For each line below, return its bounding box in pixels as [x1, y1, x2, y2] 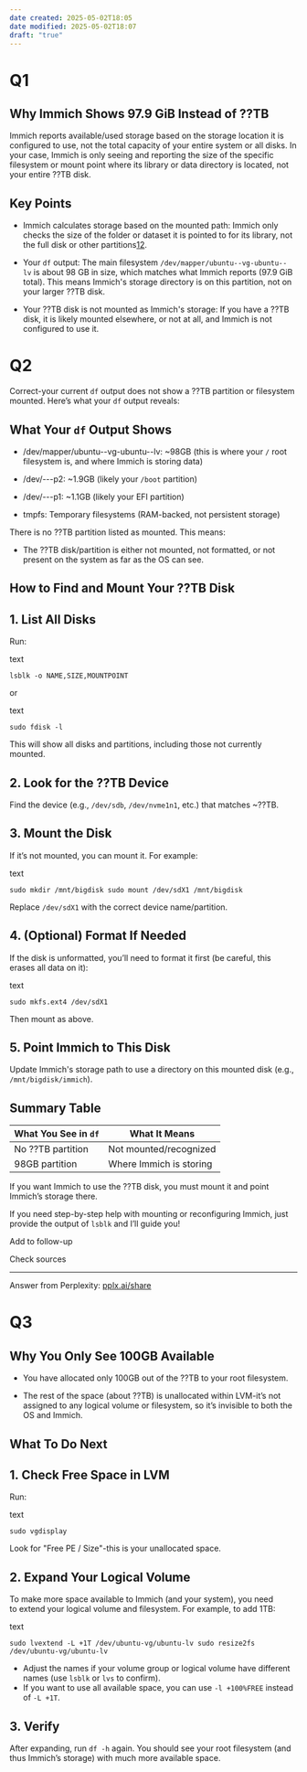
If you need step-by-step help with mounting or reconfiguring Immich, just [9, 1209, 289, 1220]
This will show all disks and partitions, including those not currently [9, 739, 262, 750]
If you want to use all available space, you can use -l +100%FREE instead [22, 1682, 294, 1693]
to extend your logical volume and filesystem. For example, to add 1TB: [9, 1604, 276, 1615]
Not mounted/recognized [108, 1143, 217, 1156]
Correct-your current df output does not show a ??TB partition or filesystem [9, 386, 295, 397]
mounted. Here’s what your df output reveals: [9, 395, 180, 407]
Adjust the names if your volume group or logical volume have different [22, 1663, 291, 1674]
